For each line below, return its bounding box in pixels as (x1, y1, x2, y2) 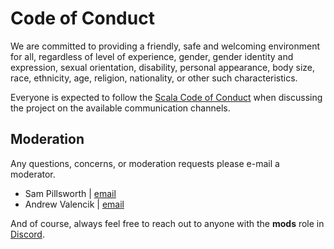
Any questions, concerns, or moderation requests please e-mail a (10, 157, 280, 169)
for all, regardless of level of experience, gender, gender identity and (10, 50, 294, 62)
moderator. (10, 168, 56, 180)
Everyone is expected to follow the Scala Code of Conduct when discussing (10, 91, 323, 103)
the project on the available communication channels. (10, 102, 231, 114)
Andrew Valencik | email (24, 198, 125, 210)
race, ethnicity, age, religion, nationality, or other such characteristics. (10, 72, 298, 84)
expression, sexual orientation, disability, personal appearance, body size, (10, 61, 316, 73)
